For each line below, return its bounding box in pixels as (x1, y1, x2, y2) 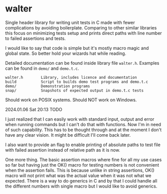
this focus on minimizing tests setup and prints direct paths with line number (5, 30, 162, 36)
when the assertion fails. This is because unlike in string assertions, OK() (5, 167, 155, 173)
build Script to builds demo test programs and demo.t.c (5, 79, 149, 84)
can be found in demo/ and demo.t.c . (5, 65, 79, 71)
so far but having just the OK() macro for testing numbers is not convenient (5, 162, 160, 168)
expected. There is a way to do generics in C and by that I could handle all (5, 178, 158, 184)
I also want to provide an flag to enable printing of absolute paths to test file (5, 142, 161, 148)
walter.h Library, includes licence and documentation (5, 75, 137, 80)
